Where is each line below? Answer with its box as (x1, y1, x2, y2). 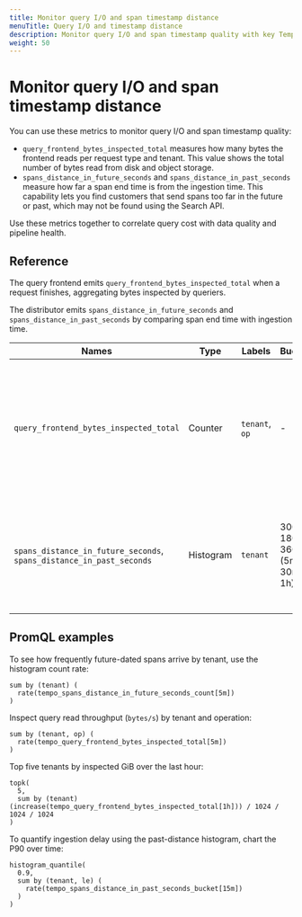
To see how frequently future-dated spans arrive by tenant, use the (9, 654, 259, 664)
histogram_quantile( (9, 860, 87, 869)
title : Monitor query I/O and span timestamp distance (9, 13, 219, 22)
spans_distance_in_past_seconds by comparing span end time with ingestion (9, 314, 293, 325)
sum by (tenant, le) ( (17, 876, 102, 886)
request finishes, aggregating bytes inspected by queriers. (9, 287, 226, 298)
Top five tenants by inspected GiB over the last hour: (9, 761, 204, 771)
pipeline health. (9, 227, 67, 238)
